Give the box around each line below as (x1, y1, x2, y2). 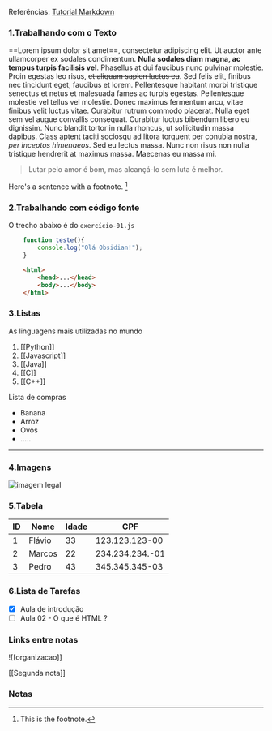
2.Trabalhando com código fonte (8, 202, 140, 213)
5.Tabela (8, 500, 43, 511)
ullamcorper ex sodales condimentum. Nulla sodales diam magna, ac (8, 54, 241, 64)
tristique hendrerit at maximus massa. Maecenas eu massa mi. (8, 149, 217, 159)
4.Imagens (8, 462, 52, 473)
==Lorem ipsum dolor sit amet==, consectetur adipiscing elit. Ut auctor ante (8, 45, 262, 55)
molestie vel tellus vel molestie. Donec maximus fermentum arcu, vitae (8, 97, 244, 107)
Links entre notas (8, 634, 79, 645)
